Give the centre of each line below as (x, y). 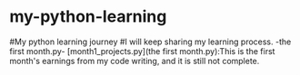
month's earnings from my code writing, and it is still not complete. (135, 61)
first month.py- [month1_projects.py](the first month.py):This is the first (142, 51)
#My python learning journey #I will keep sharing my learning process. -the (150, 42)
